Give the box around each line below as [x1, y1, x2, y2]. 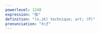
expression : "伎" [5, 12, 41, 17]
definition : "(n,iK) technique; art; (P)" [5, 16, 95, 21]
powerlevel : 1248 [5, 7, 42, 12]
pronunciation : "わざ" [5, 21, 51, 26]
